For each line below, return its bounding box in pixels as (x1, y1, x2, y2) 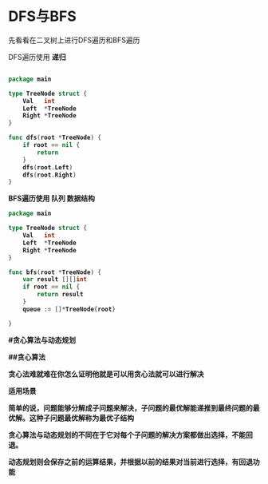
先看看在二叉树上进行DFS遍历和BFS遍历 (8, 35, 140, 45)
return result (37, 291, 84, 299)
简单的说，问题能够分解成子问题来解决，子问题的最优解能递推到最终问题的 (8, 403, 253, 412)
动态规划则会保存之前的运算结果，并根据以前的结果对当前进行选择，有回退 (8, 457, 253, 466)
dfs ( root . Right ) (22, 171, 77, 179)
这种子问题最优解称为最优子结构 (29, 413, 134, 423)
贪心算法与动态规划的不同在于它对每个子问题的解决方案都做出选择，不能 (8, 430, 246, 439)
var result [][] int (22, 276, 88, 284)
